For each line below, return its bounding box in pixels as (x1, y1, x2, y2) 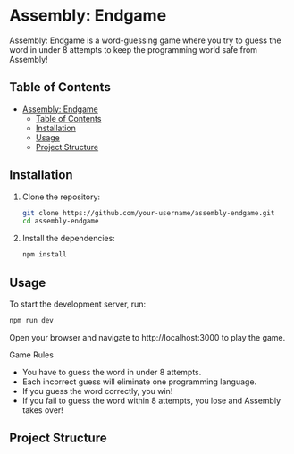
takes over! (21, 404, 64, 416)
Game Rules (9, 349, 54, 360)
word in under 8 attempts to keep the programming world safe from (9, 44, 257, 55)
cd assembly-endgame (21, 216, 99, 226)
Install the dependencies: (21, 233, 116, 244)
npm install (21, 250, 67, 259)
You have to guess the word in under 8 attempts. (21, 366, 202, 377)
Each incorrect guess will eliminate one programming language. (21, 376, 257, 387)
